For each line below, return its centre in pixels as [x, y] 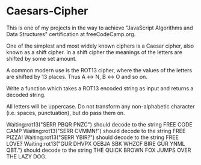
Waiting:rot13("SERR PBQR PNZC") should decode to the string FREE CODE [99, 124]
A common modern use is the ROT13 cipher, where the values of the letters [99, 70]
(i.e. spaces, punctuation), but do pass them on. [66, 113]
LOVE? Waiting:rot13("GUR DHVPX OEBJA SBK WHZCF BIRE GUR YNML [96, 143]
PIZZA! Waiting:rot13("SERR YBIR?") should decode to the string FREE [93, 137]
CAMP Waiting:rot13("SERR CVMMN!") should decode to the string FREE [96, 131]
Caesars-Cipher [47, 11]
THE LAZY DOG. [26, 156]
